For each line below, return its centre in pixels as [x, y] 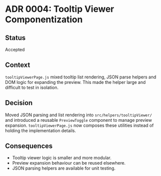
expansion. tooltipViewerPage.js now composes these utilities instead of [79, 125]
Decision [19, 103]
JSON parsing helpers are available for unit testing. [64, 168]
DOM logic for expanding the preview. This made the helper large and [75, 82]
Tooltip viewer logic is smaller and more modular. [62, 158]
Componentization [44, 19]
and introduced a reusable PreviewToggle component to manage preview [79, 120]
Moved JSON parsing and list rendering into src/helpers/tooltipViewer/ [79, 115]
